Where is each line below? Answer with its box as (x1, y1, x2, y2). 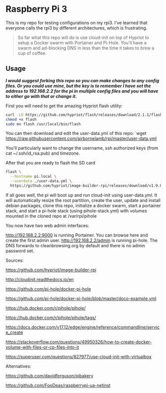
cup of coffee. (17, 50, 47, 56)
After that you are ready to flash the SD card (5, 160, 96, 166)
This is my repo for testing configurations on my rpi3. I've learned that (5, 20, 148, 26)
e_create (5, 329, 24, 335)
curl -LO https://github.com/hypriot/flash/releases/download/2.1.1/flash (5, 112, 163, 117)
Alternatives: (5, 363, 32, 369)
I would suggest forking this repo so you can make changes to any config (5, 77, 160, 83)
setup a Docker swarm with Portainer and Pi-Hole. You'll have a (17, 39, 147, 45)
